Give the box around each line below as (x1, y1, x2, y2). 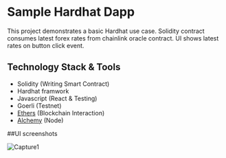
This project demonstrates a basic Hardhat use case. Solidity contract (7, 27, 205, 35)
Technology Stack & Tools (7, 61, 121, 73)
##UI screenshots (7, 129, 58, 137)
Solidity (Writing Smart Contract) (16, 80, 110, 88)
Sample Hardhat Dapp (7, 4, 135, 20)
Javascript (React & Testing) (16, 94, 98, 102)
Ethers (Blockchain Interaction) (16, 109, 105, 117)
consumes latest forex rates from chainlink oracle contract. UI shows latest (7, 34, 219, 42)
